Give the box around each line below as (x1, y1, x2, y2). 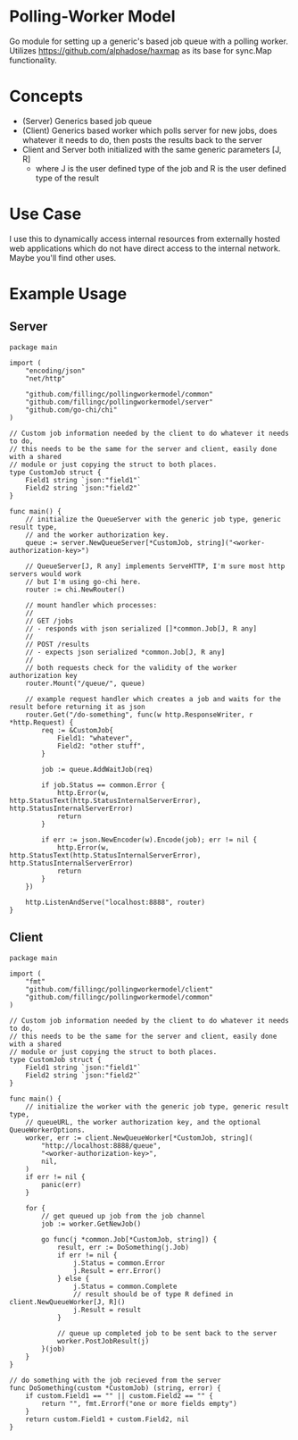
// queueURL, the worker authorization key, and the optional (25, 1118, 261, 1126)
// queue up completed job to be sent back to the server (56, 1328, 277, 1337)
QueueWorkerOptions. (9, 1126, 87, 1134)
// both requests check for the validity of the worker (25, 663, 238, 672)
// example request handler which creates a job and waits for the (25, 694, 281, 703)
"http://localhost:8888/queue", (41, 1141, 162, 1150)
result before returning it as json (9, 702, 145, 711)
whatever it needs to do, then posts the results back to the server (21, 134, 263, 145)
